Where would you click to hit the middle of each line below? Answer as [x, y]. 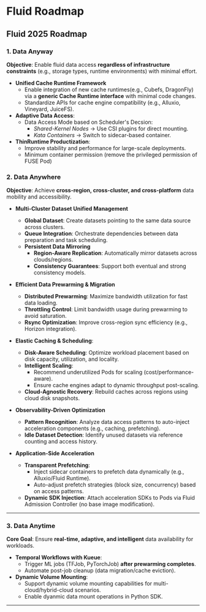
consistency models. [59, 273]
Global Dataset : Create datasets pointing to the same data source [108, 221]
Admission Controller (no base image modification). [90, 504]
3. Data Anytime [31, 526]
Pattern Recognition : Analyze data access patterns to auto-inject [107, 422]
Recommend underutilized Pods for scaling [88, 372]
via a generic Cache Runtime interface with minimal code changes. [110, 96]
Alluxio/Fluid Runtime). [62, 478]
